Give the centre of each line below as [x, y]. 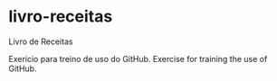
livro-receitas [61, 17]
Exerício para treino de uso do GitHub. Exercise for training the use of [138, 58]
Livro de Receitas [41, 41]
